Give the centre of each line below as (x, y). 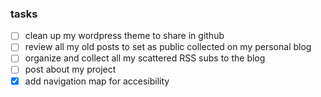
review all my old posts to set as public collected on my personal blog (168, 47)
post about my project (70, 69)
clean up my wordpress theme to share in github (124, 36)
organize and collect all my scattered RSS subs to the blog (145, 58)
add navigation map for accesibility (97, 81)
